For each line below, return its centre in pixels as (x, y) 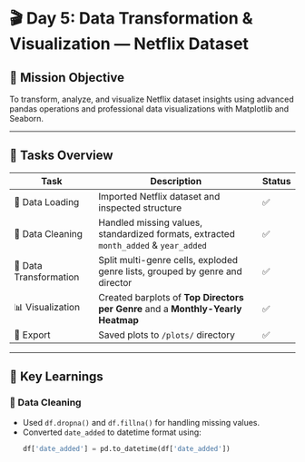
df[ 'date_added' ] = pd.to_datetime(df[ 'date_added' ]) (126, 448)
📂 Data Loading (47, 202)
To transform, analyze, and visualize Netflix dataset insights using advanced (152, 99)
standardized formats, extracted (167, 233)
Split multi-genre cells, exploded (168, 260)
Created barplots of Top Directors (171, 297)
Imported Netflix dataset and (159, 196)
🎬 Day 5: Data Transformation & (131, 19)
